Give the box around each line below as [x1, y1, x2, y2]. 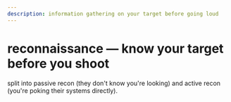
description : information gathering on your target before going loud [7, 10, 219, 18]
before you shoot [7, 56, 110, 71]
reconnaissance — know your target [7, 40, 224, 56]
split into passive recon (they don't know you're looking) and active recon [7, 79, 220, 87]
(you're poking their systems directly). [7, 86, 118, 95]
